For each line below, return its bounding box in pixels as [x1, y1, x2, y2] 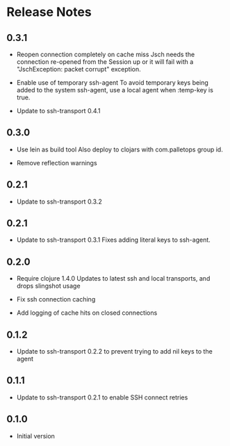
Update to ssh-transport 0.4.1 [16, 107, 101, 115]
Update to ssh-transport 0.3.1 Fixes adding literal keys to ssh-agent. [16, 236, 211, 244]
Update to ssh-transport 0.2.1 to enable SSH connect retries [16, 393, 188, 402]
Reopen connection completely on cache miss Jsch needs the [16, 50, 195, 58]
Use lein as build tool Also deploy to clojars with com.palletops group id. [16, 145, 223, 154]
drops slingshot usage [16, 282, 81, 290]
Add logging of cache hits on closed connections [16, 308, 158, 317]
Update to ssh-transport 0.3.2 [16, 197, 102, 206]
